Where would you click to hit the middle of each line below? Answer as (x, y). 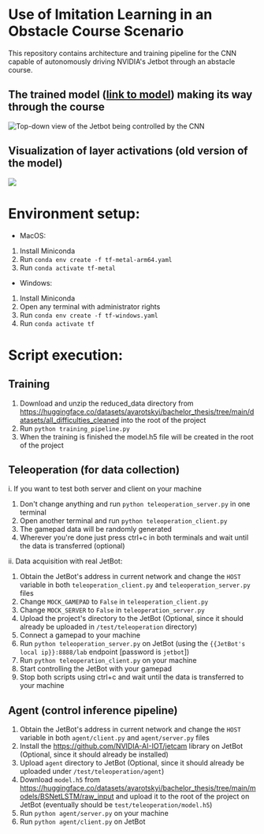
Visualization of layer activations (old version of (128, 151)
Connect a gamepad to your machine (80, 635)
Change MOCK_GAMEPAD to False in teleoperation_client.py (114, 602)
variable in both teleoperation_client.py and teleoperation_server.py (135, 585)
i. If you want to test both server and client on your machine (105, 489)
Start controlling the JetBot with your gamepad (95, 669)
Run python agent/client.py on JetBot (82, 821)
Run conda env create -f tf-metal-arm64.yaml (96, 259)
